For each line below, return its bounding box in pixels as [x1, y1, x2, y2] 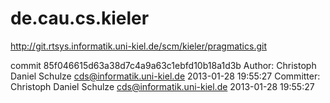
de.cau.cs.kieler [10, 7, 150, 30]
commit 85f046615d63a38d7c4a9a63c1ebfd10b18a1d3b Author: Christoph [10, 59, 317, 71]
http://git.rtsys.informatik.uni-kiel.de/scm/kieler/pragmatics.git [10, 40, 267, 52]
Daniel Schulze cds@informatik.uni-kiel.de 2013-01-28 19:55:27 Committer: [10, 70, 321, 82]
